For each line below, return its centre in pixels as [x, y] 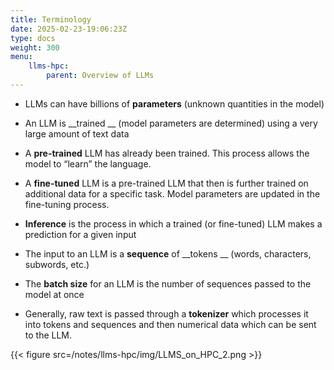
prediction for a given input [80, 234]
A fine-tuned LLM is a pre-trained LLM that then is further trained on [166, 183]
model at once [54, 294]
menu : [21, 57]
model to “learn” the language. [88, 163]
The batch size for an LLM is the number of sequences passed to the [168, 283]
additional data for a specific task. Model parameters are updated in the [172, 193]
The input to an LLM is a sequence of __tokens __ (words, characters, [168, 253]
